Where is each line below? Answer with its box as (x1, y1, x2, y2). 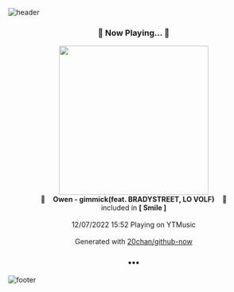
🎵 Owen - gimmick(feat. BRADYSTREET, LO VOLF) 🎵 (40, 195, 228, 204)
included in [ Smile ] (100, 203, 167, 212)
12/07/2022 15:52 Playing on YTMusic (71, 220, 197, 230)
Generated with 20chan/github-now (75, 237, 193, 247)
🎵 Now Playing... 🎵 (97, 27, 170, 38)
